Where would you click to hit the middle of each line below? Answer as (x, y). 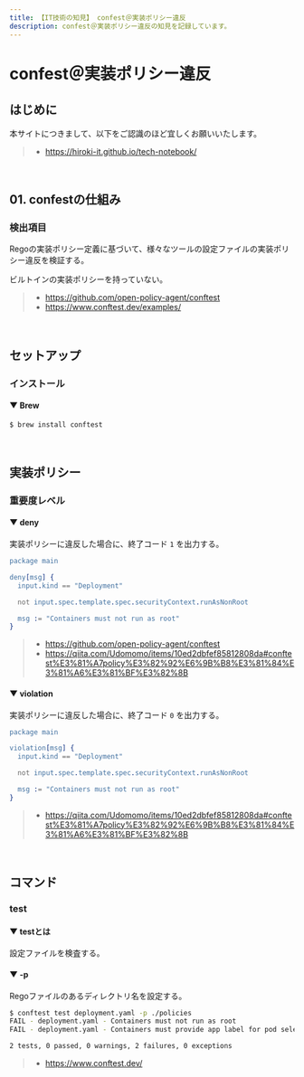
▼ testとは (30, 931)
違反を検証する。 (57, 260)
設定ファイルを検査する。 (57, 953)
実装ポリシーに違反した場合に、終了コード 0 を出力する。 (117, 714)
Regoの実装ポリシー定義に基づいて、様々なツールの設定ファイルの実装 (142, 249)
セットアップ (45, 355)
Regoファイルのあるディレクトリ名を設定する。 (98, 996)
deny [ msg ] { (32, 577)
